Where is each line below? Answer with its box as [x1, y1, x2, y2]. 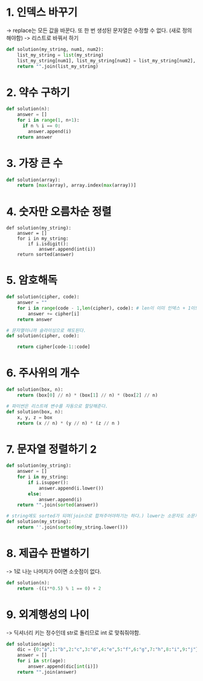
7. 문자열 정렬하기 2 [6, 442, 97, 456]
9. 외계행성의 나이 [6, 608, 89, 621]
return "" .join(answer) [17, 669, 77, 675]
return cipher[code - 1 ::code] [17, 344, 91, 350]
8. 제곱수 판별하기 [6, 547, 89, 561]
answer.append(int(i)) [38, 246, 96, 252]
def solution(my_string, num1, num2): [6, 46, 104, 52]
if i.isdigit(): [28, 241, 69, 247]
